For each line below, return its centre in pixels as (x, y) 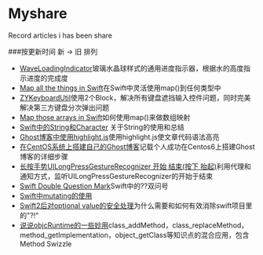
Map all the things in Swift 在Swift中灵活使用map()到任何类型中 (120, 88)
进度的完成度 (47, 78)
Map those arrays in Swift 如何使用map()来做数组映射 (105, 117)
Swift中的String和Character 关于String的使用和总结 (102, 127)
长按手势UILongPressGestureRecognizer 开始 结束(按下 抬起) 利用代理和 (135, 166)
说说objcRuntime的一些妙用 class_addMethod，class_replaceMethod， (134, 225)
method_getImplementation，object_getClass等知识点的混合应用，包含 (134, 235)
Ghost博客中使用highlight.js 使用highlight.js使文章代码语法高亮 (119, 137)
